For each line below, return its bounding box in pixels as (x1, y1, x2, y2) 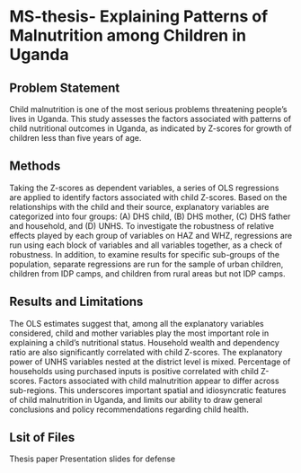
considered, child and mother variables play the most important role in (9, 328, 270, 338)
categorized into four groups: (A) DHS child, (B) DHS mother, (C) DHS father (9, 211, 291, 222)
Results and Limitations (9, 294, 144, 310)
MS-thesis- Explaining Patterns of (9, 6, 269, 27)
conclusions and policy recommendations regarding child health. (9, 404, 249, 415)
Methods (9, 159, 61, 174)
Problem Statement (9, 80, 120, 95)
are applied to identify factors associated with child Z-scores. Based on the (9, 191, 288, 203)
